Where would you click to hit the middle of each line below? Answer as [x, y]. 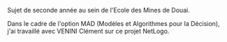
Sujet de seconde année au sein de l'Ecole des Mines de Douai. [98, 10]
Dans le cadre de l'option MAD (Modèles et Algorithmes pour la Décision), [113, 23]
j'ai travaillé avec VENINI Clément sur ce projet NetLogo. [88, 31]
